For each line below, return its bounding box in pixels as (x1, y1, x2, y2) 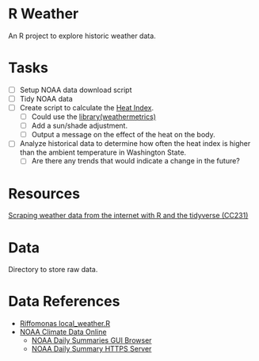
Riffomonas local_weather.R (19, 319, 111, 328)
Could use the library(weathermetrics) (31, 112, 157, 121)
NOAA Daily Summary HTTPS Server (31, 344, 152, 354)
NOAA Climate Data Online (19, 327, 107, 337)
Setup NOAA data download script (19, 85, 132, 94)
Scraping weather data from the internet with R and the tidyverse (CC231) (8, 211, 249, 221)
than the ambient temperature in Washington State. (19, 148, 187, 157)
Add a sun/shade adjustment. (31, 121, 128, 131)
